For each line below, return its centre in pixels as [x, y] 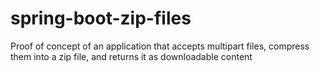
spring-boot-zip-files [101, 18]
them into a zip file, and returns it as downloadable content [131, 56]
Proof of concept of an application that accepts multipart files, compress [160, 46]
